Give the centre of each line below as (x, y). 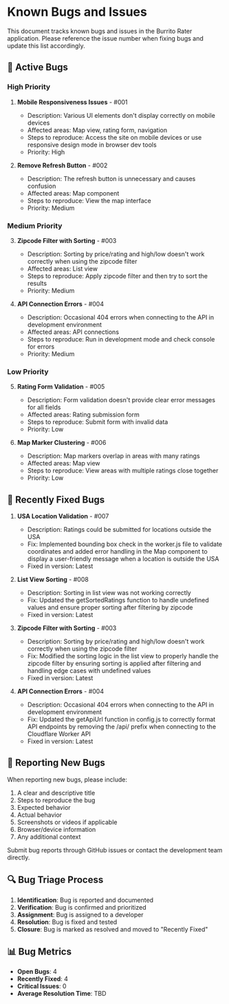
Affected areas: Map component (73, 193)
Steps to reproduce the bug (56, 800)
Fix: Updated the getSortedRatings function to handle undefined (118, 600)
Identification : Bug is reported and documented (85, 900)
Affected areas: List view (63, 269)
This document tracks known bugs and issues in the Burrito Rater (100, 31)
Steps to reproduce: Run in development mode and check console (121, 339)
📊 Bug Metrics (40, 952)
